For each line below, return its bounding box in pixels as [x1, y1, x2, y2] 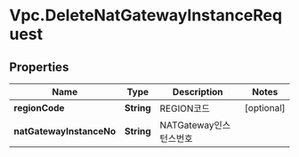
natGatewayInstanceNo [13, 125, 117, 137]
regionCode [13, 102, 65, 114]
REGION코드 [159, 103, 211, 114]
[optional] [244, 102, 286, 114]
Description [172, 86, 224, 98]
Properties [9, 59, 69, 75]
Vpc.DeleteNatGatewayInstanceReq [9, 5, 283, 26]
